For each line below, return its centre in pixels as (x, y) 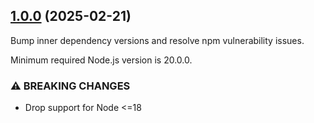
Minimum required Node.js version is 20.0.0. (101, 60)
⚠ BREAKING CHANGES (70, 86)
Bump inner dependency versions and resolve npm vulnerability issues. (157, 40)
